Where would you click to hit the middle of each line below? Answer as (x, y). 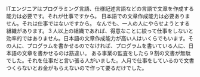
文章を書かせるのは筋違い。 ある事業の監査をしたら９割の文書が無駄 (106, 53)
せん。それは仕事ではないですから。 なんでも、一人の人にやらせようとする (98, 23)
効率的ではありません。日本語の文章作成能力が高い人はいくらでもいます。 (97, 38)
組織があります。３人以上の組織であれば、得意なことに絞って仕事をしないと (100, 31)
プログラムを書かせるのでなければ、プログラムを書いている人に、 (107, 46)
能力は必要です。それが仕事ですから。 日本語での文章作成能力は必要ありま (98, 16)
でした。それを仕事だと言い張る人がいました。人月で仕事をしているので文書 (100, 60)
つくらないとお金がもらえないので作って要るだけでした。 (77, 68)
